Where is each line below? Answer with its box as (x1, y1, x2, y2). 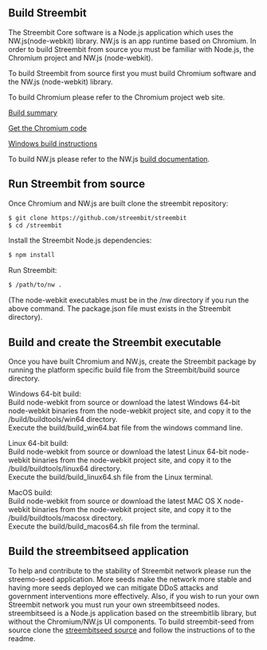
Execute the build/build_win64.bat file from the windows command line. (8, 423, 243, 432)
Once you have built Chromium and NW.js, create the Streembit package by (8, 357, 257, 366)
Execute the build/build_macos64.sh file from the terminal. (8, 522, 200, 531)
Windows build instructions (8, 139, 98, 148)
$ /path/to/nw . (8, 281, 62, 290)
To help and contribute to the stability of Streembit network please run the (8, 565, 252, 575)
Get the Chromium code (8, 123, 88, 132)
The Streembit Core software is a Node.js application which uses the (8, 27, 234, 37)
